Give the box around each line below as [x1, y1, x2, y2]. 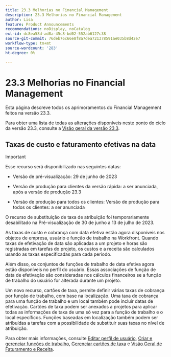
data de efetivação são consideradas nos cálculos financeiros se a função [5, 272, 162, 278]
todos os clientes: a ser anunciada [12, 204, 85, 210]
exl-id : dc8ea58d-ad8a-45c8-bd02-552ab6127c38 [5, 31, 106, 36]
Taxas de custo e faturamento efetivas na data [5, 140, 156, 149]
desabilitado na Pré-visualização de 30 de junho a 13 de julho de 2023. [5, 219, 155, 226]
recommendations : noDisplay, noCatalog [5, 27, 90, 32]
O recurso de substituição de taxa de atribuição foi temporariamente [5, 214, 150, 220]
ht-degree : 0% [5, 50, 36, 55]
